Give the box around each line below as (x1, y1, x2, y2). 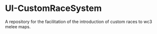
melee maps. (5, 23, 31, 29)
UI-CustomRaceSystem (5, 3, 102, 14)
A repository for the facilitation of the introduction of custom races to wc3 (5, 19, 153, 24)
